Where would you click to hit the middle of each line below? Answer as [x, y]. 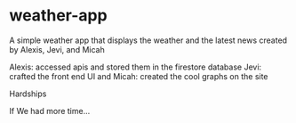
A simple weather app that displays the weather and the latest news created [148, 40]
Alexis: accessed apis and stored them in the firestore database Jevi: [136, 67]
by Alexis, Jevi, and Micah [57, 49]
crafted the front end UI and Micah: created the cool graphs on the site [139, 76]
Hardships [28, 94]
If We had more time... [50, 111]
